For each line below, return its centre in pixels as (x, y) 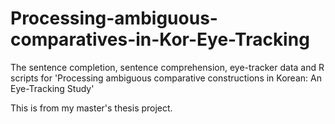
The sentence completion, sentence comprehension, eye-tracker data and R (167, 67)
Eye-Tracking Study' (52, 88)
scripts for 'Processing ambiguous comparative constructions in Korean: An (166, 78)
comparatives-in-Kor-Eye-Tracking (160, 39)
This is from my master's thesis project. (91, 108)
